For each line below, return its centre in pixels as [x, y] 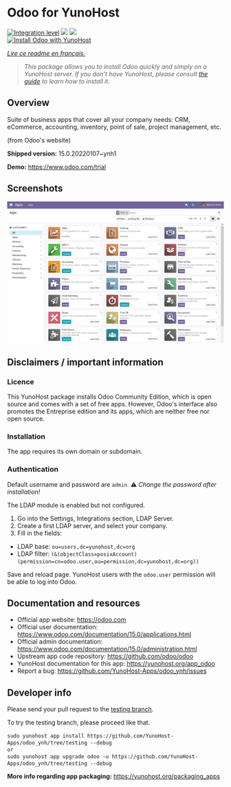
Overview [29, 103]
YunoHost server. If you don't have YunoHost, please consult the [116, 74]
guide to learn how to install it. [67, 81]
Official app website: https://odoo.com [71, 620]
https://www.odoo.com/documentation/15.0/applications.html [104, 634]
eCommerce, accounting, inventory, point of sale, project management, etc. [114, 127]
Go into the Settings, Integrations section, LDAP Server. [95, 518]
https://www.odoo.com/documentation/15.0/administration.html [107, 649]
